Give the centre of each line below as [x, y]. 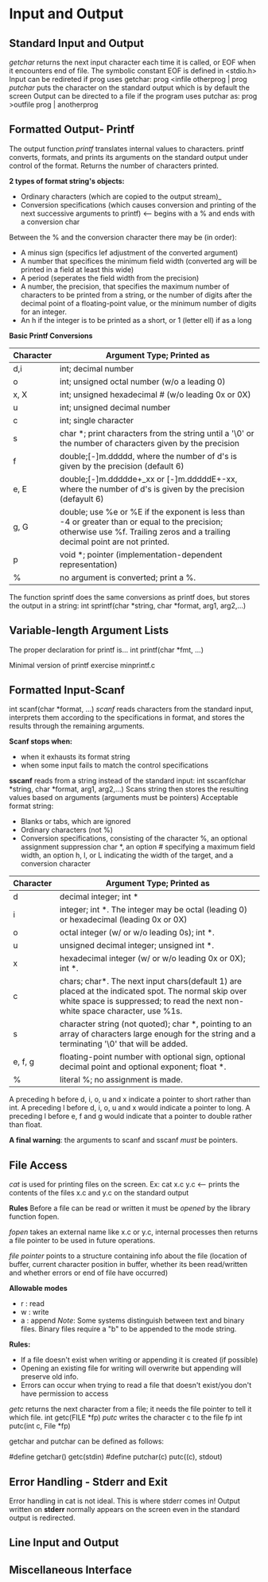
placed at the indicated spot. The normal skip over [153, 991]
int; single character [97, 420]
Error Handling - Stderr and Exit [88, 1481]
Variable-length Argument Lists [89, 630]
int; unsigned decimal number [115, 407]
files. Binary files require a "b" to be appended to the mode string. [128, 1329]
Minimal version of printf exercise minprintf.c [82, 665]
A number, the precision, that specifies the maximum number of [125, 286]
